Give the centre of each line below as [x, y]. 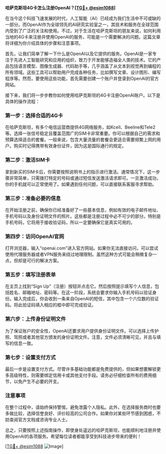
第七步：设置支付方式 [30, 357]
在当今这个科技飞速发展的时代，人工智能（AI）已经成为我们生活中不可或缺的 [83, 18]
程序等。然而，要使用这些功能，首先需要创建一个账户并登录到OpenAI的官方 [82, 78]
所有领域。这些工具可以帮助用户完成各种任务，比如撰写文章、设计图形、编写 [83, 72]
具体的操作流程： [22, 101]
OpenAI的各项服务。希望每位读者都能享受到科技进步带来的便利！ [75, 437]
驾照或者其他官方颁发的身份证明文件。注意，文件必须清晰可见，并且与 [85, 337]
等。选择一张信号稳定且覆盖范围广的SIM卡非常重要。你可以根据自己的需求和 [83, 133]
